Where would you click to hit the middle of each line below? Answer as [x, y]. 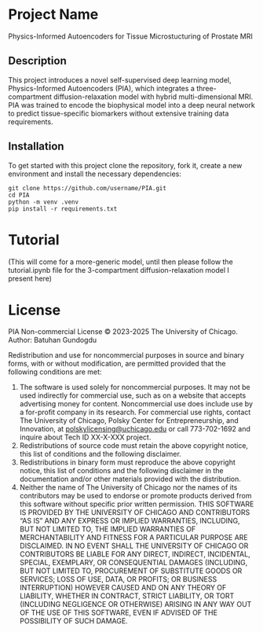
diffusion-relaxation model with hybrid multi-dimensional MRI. [153, 97]
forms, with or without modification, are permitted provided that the [117, 364]
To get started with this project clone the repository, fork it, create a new [125, 165]
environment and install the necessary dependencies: [95, 174]
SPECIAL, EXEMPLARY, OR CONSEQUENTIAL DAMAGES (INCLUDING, [133, 563]
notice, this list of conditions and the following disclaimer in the [121, 471]
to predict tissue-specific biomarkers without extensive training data [119, 113]
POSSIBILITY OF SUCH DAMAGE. [73, 621]
